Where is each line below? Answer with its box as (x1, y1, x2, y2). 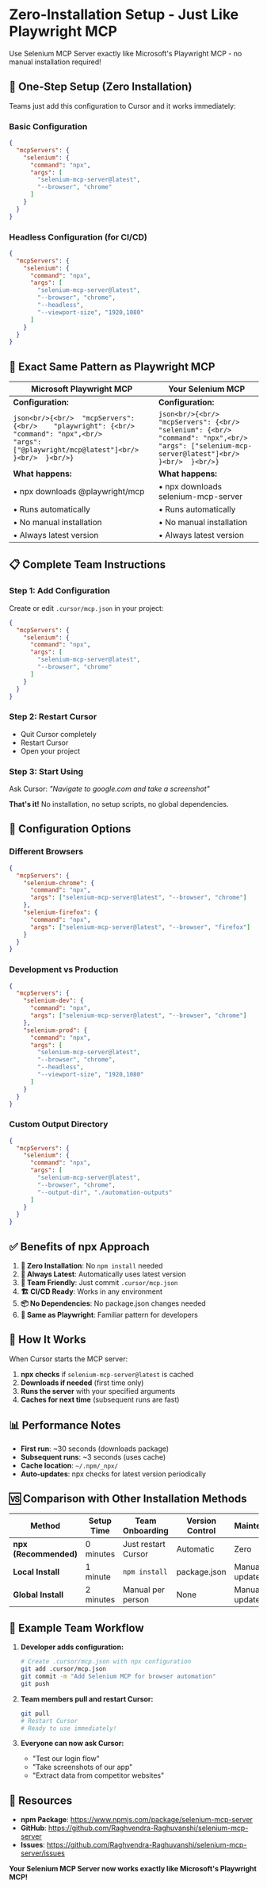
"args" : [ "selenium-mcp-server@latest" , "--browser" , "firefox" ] (29, 923, 250, 931)
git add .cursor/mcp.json (20, 1665, 106, 1673)
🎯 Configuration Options (9, 823, 132, 836)
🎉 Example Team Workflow (9, 1621, 145, 1635)
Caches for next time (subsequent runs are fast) (20, 1395, 180, 1404)
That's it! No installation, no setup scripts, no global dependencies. (9, 800, 229, 809)
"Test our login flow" (32, 1754, 100, 1763)
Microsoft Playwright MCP (31, 383, 133, 394)
